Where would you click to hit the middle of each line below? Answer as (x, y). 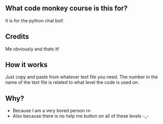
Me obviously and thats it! (32, 49)
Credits (17, 37)
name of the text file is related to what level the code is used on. (72, 82)
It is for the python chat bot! (34, 20)
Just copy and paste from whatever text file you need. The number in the (82, 77)
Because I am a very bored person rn (51, 111)
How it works (26, 65)
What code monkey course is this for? (67, 8)
